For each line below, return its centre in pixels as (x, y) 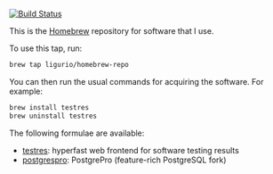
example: (26, 91)
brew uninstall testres (53, 116)
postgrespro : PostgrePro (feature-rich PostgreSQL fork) (124, 160)
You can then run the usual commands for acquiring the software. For (136, 81)
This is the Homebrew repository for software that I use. (112, 31)
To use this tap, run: (46, 48)
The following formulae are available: (77, 133)
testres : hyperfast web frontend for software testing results (131, 150)
